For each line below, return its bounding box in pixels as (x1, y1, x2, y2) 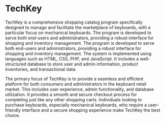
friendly (5, 107, 21, 113)
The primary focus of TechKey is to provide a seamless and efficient (5, 76, 144, 82)
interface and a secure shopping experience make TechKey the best (22, 107, 161, 113)
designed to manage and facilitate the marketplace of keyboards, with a (5, 24, 151, 30)
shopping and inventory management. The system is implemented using (5, 50, 152, 57)
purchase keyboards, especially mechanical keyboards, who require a (5, 102, 147, 108)
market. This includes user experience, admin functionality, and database (5, 86, 154, 92)
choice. (5, 112, 21, 118)
